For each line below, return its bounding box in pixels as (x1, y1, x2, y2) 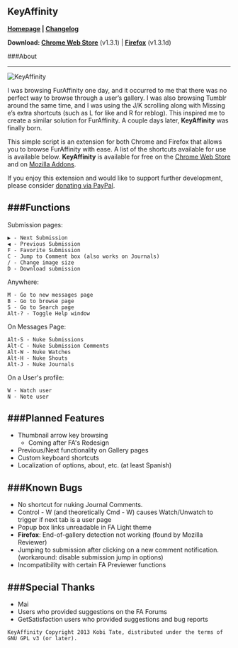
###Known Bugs (7, 482, 83, 494)
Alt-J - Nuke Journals (7, 360, 74, 368)
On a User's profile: (7, 373, 64, 382)
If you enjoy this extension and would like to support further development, (7, 174, 223, 182)
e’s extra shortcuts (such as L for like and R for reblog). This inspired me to (7, 108, 225, 117)
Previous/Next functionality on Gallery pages (17, 446, 149, 455)
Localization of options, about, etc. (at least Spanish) (17, 461, 172, 470)
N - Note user (7, 393, 50, 400)
